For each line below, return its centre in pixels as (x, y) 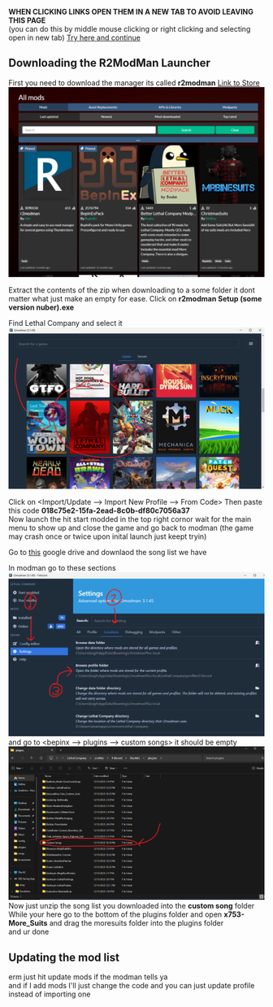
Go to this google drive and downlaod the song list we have (108, 553)
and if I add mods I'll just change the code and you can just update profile (132, 985)
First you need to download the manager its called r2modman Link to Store (134, 82)
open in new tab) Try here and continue (74, 37)
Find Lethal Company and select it (66, 323)
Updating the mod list (64, 957)
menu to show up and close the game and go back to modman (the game (131, 528)
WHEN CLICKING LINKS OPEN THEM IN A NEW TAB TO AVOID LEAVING (131, 12)
